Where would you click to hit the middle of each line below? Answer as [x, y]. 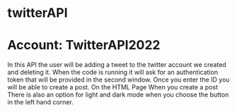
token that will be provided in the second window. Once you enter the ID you [118, 80]
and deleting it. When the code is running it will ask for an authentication [112, 73]
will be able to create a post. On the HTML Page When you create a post [112, 87]
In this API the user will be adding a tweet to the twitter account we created [117, 65]
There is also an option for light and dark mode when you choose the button [118, 95]
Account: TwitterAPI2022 [84, 45]
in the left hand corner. [40, 102]
